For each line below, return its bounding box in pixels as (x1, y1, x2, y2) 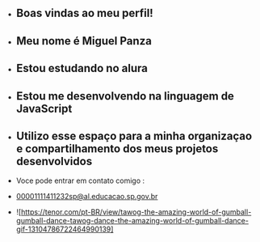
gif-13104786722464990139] (15, 224, 114, 234)
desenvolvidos (15, 154, 93, 168)
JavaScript (15, 101, 73, 116)
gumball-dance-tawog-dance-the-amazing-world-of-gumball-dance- (15, 216, 249, 226)
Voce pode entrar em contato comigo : (15, 176, 145, 185)
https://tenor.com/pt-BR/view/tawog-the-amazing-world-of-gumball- (20, 207, 252, 217)
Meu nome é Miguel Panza (15, 34, 152, 48)
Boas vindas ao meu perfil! (15, 6, 153, 20)
